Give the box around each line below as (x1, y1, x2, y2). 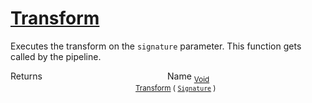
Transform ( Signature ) (135, 83, 217, 93)
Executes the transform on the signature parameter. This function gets (10, 40, 302, 52)
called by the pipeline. (10, 50, 102, 62)
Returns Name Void (10, 70, 210, 84)
